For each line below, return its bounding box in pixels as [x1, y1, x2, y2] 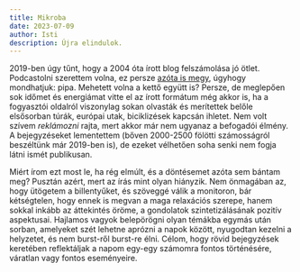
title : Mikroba [9, 13, 67, 23]
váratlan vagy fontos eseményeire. [9, 253, 138, 264]
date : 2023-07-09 [9, 22, 75, 31]
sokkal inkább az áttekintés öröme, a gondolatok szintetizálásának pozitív [9, 204, 282, 216]
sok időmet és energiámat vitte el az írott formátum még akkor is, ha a [9, 92, 268, 103]
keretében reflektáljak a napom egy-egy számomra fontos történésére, [9, 243, 272, 254]
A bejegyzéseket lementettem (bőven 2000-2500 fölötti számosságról [9, 130, 270, 141]
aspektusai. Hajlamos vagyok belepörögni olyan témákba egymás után [9, 214, 272, 225]
